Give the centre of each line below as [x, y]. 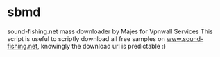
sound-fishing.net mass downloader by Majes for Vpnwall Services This [110, 31]
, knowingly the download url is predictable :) [102, 46]
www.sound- [185, 38]
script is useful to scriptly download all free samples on [86, 38]
